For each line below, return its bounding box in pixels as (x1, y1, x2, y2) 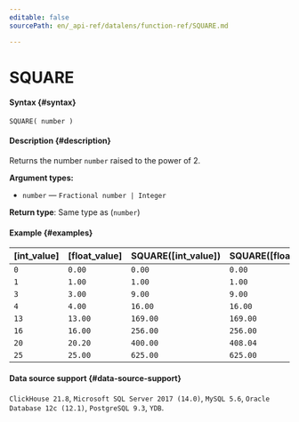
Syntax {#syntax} (9, 97, 77, 107)
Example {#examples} (9, 227, 93, 238)
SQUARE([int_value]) (130, 250, 221, 262)
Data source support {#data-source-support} (9, 372, 182, 383)
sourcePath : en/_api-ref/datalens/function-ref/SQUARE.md (9, 21, 229, 30)
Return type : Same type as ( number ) (9, 207, 141, 218)
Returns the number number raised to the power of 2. (9, 155, 201, 166)
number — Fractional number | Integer (21, 190, 166, 201)
